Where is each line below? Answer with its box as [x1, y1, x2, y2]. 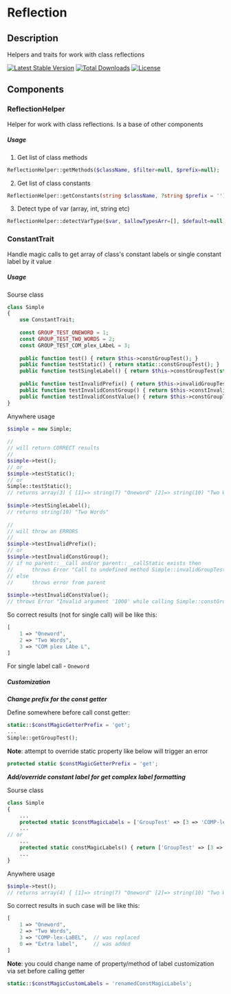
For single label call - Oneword [7, 662, 89, 670]
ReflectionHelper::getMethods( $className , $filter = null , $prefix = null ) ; [7, 167, 220, 173]
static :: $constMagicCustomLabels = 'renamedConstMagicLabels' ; [7, 980, 192, 987]
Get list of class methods [16, 153, 88, 161]
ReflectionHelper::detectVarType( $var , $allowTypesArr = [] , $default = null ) [7, 218, 226, 225]
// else [7, 573, 30, 580]
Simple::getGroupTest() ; [7, 734, 78, 741]
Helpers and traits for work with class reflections [7, 50, 145, 59]
